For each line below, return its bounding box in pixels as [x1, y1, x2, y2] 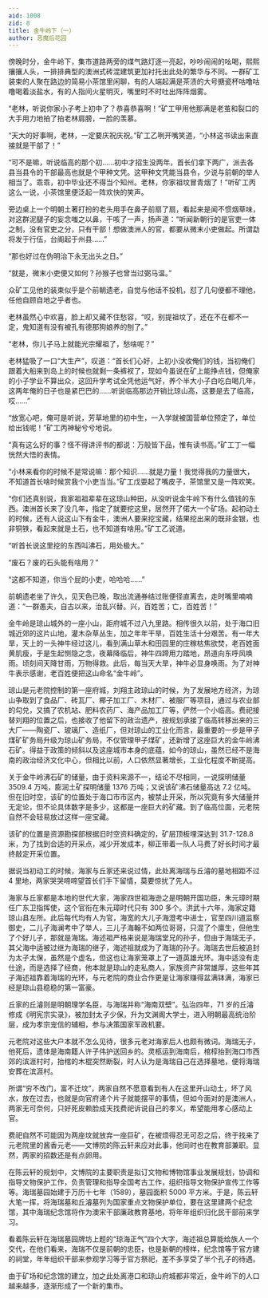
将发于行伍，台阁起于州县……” [8, 235, 108, 244]
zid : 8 [8, 19, 30, 27]
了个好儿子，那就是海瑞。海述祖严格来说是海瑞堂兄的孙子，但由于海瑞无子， [8, 933, 260, 943]
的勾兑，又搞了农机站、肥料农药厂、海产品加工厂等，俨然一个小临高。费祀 [8, 706, 253, 715]
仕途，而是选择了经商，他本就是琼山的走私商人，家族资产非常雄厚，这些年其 [8, 963, 260, 972]
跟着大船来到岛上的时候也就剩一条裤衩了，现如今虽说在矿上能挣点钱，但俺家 [8, 366, 260, 376]
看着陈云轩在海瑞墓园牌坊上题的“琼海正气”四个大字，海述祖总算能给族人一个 [8, 1234, 259, 1244]
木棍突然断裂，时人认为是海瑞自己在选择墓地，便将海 [77, 1057, 253, 1066]
